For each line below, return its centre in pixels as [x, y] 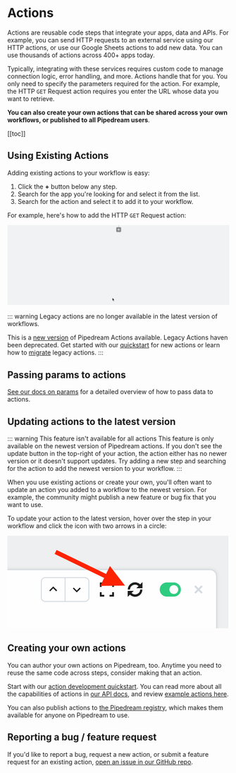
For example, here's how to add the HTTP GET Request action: [97, 215]
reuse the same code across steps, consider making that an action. [105, 673]
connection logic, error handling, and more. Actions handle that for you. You [117, 76]
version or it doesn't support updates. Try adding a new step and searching [117, 461]
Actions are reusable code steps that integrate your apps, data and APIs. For [118, 32]
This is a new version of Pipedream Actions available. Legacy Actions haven [118, 337]
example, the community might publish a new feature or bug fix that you [112, 497]
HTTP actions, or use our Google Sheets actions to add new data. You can [115, 47]
